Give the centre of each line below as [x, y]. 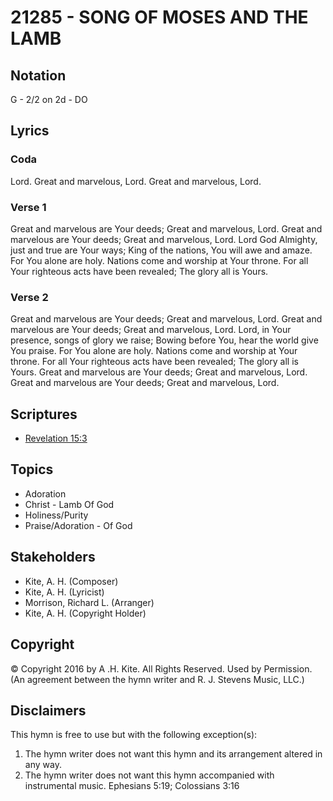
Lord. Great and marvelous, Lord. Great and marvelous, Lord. [136, 181]
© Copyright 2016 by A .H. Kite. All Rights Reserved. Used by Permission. [161, 668]
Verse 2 [29, 297]
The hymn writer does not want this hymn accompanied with [149, 775]
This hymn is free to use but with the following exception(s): [134, 735]
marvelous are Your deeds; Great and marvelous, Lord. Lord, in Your [151, 330]
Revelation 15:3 [56, 438]
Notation [38, 75]
